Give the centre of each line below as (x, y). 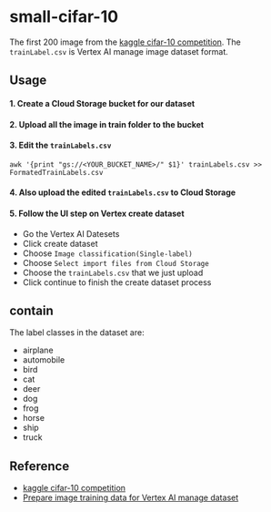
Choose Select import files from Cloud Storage (115, 262)
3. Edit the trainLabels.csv (60, 145)
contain (32, 310)
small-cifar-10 (64, 17)
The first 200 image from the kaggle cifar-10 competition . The (125, 42)
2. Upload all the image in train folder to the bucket (107, 124)
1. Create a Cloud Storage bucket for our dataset (102, 103)
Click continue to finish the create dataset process (117, 282)
